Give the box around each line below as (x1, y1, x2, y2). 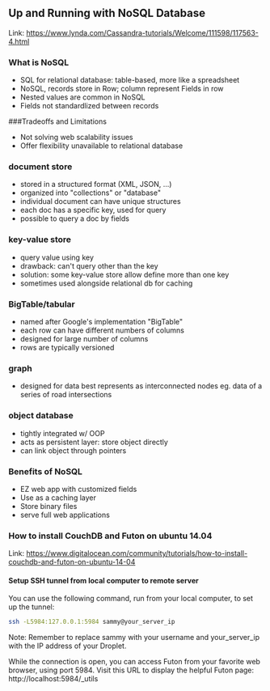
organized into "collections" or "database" (19, 188, 162, 197)
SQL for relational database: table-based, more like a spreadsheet (19, 75, 240, 85)
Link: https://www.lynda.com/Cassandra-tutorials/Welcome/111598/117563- (8, 28, 259, 37)
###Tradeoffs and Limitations (8, 117, 108, 126)
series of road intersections (19, 390, 112, 400)
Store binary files (19, 501, 78, 511)
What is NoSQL (8, 57, 70, 68)
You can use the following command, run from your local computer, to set (8, 594, 253, 604)
